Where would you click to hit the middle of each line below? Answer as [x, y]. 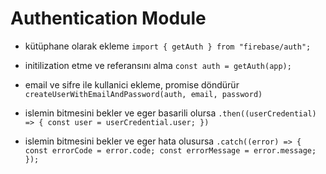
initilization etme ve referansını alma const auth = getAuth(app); [158, 65]
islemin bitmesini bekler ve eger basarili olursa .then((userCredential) [170, 113]
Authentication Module [108, 18]
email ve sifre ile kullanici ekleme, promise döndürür [132, 84]
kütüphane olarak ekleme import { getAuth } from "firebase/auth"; [168, 46]
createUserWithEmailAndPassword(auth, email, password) [143, 94]
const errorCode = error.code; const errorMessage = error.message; [170, 150]
